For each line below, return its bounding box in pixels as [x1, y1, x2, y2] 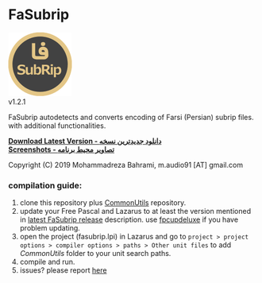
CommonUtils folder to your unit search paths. [19, 249, 171, 258]
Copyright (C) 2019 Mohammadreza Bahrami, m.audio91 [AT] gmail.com [8, 160, 244, 169]
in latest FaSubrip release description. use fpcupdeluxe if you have [19, 215, 239, 224]
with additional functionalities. [8, 121, 106, 130]
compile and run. [19, 257, 75, 267]
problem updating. [19, 223, 81, 233]
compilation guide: [8, 180, 83, 191]
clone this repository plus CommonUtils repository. [19, 198, 187, 207]
